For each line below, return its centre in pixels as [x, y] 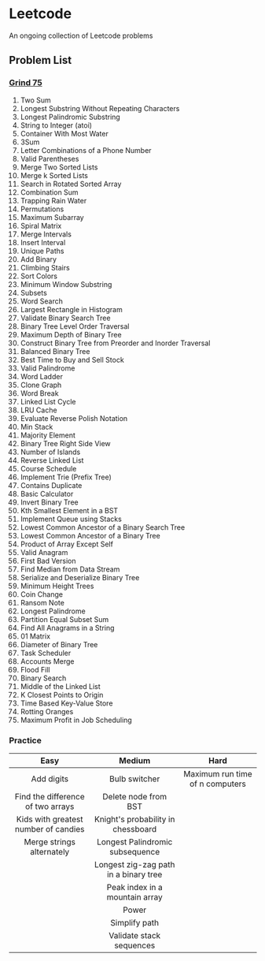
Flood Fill [35, 669]
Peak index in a [135, 887]
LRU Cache [39, 410]
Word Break [39, 393]
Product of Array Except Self [66, 544]
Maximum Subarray [52, 217]
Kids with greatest [50, 819]
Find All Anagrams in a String [67, 628]
